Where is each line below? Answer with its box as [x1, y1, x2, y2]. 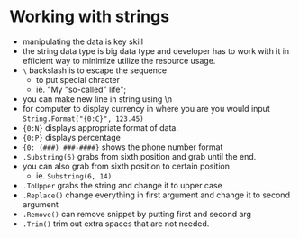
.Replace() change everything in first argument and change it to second [22, 189, 291, 200]
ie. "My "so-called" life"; [35, 84, 127, 95]
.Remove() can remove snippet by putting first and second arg [22, 208, 252, 219]
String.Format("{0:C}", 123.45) [22, 114, 144, 124]
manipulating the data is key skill [22, 36, 144, 47]
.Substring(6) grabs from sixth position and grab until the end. [22, 151, 257, 161]
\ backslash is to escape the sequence [22, 65, 168, 76]
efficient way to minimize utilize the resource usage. [22, 55, 216, 66]
